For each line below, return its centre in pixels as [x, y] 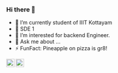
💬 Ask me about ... [38, 42]
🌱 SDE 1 [25, 29]
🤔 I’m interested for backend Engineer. [62, 35]
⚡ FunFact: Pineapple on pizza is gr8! [61, 48]
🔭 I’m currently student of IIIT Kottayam [64, 23]
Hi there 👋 [21, 10]
